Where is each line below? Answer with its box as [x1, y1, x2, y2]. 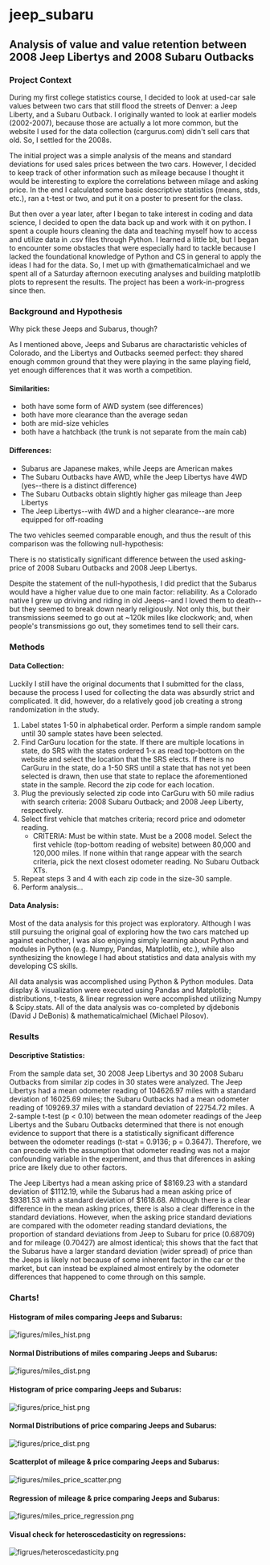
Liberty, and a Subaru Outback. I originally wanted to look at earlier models [9, 109, 257, 119]
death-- [235, 595, 262, 605]
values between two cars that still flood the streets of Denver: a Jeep [9, 100, 238, 110]
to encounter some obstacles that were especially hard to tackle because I [9, 243, 256, 252]
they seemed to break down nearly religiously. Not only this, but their [22, 604, 251, 614]
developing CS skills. [9, 961, 79, 970]
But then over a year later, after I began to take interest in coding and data [9, 209, 254, 219]
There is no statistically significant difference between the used [9, 554, 219, 564]
